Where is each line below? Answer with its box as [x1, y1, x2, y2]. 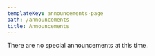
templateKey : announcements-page [7, 10, 104, 17]
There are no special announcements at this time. [7, 42, 149, 50]
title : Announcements [7, 23, 70, 29]
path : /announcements [7, 16, 70, 23]
